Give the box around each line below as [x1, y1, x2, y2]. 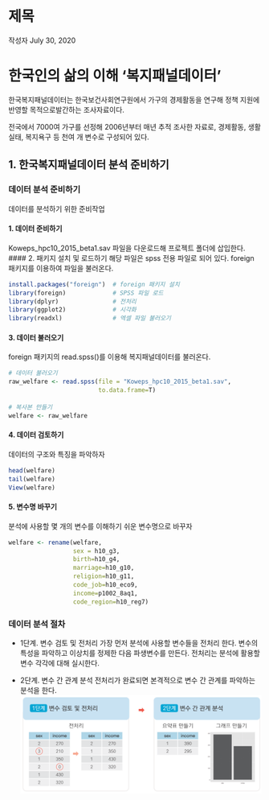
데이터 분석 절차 [8, 618, 66, 629]
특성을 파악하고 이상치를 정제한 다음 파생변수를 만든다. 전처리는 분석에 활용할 [19, 648, 261, 658]
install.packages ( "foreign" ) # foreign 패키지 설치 [8, 280, 181, 288]
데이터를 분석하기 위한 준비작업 [8, 204, 106, 213]
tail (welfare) [8, 475, 56, 483]
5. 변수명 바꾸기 [8, 502, 58, 512]
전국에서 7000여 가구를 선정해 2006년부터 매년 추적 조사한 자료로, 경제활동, [8, 122, 247, 131]
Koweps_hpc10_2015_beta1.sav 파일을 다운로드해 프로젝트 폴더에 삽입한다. [8, 243, 246, 253]
